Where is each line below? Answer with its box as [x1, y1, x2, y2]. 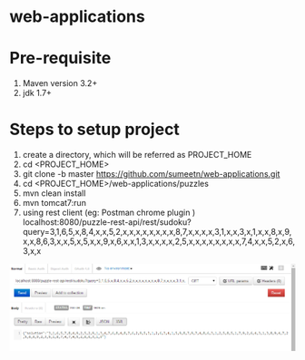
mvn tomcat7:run [22, 198, 86, 209]
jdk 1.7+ [22, 88, 53, 99]
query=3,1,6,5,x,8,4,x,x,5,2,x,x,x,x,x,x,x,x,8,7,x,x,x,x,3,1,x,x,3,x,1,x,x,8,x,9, [22, 227, 292, 238]
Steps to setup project [9, 120, 180, 140]
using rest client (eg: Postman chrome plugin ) [22, 207, 196, 219]
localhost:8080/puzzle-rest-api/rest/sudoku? [22, 217, 192, 228]
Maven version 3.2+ [22, 78, 98, 89]
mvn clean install [22, 188, 86, 199]
